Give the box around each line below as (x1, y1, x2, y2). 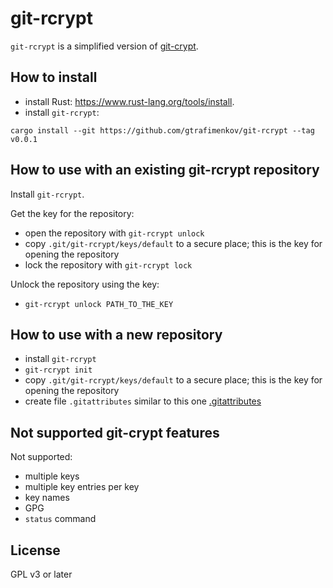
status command (24, 513, 97, 525)
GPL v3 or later (10, 568, 73, 580)
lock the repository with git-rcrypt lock (24, 258, 193, 271)
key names (24, 492, 70, 504)
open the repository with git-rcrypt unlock (24, 227, 205, 239)
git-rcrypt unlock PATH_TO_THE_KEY (24, 299, 174, 309)
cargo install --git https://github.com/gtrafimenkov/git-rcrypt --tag (10, 125, 315, 136)
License (10, 542, 61, 559)
